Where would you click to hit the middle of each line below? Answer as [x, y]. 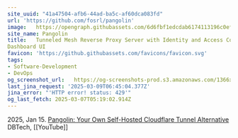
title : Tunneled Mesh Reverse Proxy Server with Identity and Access [115, 40]
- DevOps [20, 73]
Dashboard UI [27, 47]
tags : [15, 60]
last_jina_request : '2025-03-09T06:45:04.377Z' [79, 86]
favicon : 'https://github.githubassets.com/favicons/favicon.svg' [107, 54]
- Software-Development [42, 67]
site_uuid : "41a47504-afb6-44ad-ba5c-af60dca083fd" [85, 14]
